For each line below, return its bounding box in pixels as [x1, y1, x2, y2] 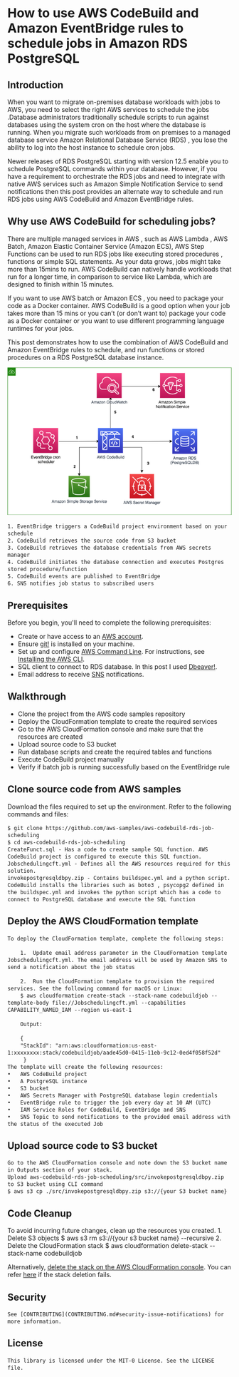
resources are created [17, 732, 83, 741]
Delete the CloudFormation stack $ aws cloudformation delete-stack [7, 1242, 208, 1250]
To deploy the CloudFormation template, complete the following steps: [7, 935, 224, 942]
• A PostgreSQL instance [7, 1077, 87, 1085]
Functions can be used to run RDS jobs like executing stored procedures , [7, 250, 223, 258]
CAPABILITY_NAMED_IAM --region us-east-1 [7, 1006, 132, 1013]
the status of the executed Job [7, 1120, 103, 1127]
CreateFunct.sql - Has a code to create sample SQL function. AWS [7, 846, 208, 853]
